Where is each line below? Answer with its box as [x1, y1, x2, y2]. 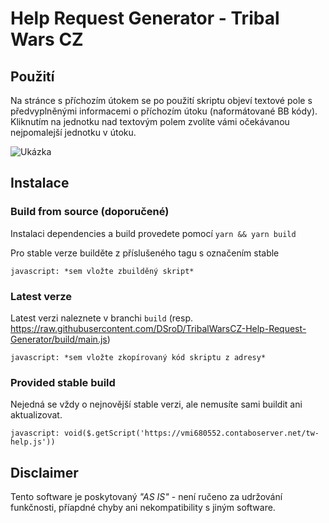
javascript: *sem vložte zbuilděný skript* [10, 266, 195, 276]
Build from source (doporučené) [10, 205, 170, 219]
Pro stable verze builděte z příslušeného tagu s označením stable [10, 247, 280, 259]
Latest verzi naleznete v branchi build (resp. [10, 312, 193, 324]
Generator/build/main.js [10, 333, 108, 345]
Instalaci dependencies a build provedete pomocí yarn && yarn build [10, 227, 297, 239]
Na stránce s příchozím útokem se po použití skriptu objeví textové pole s [10, 95, 313, 106]
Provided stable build [10, 375, 116, 389]
